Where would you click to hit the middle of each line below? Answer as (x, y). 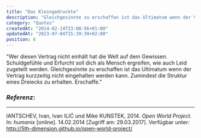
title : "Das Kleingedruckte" (42, 12)
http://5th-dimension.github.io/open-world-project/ (69, 128)
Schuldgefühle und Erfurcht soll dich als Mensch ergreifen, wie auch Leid (97, 63)
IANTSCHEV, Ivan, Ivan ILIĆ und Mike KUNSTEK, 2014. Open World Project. (99, 116)
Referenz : (21, 97)
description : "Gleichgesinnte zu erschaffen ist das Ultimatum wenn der (99, 17)
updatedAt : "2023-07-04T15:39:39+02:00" (57, 34)
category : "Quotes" (31, 23)
